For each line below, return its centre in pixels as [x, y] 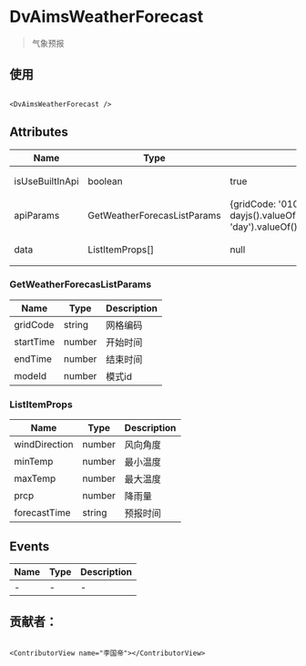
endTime [33, 359]
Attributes [39, 133]
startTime [35, 342]
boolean [105, 181]
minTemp [34, 462]
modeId [31, 375]
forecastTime [42, 513]
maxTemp [35, 478]
